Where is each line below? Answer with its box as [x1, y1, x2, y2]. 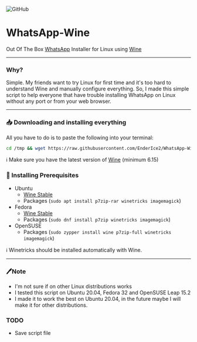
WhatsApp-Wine [6, 26, 90, 39]
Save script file [14, 330, 51, 337]
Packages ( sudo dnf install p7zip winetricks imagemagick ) [23, 216, 171, 223]
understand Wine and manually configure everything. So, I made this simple [6, 85, 189, 92]
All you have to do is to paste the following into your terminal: [6, 134, 154, 141]
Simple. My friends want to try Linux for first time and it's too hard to [6, 79, 172, 86]
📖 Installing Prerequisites [6, 171, 79, 179]
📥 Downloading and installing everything [6, 118, 127, 126]
